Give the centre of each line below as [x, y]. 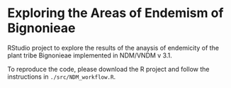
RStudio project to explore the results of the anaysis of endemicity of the [113, 48]
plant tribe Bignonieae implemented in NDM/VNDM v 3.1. [90, 55]
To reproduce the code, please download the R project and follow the [108, 69]
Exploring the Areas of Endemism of [115, 13]
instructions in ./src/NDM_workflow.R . [61, 77]
